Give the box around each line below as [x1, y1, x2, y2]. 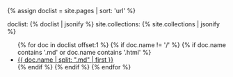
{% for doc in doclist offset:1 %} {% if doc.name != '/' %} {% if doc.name [17, 41, 226, 49]
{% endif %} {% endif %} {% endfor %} [17, 63, 131, 71]
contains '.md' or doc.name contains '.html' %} [17, 49, 152, 56]
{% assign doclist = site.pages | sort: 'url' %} [7, 7, 136, 15]
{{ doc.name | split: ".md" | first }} [17, 55, 114, 64]
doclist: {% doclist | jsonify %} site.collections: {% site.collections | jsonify [7, 20, 220, 28]
